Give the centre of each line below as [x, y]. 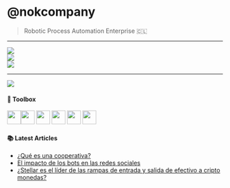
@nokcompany [51, 12]
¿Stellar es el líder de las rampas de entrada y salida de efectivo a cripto [118, 170]
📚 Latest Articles [33, 138]
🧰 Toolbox [22, 99]
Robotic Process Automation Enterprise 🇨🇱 [86, 31]
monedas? [31, 178]
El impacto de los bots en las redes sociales [79, 163]
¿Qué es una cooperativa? [54, 156]
